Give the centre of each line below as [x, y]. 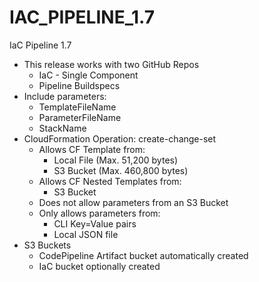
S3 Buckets [47, 245]
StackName [62, 128]
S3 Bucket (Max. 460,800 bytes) [121, 170]
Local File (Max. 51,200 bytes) [116, 160]
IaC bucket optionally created [99, 266]
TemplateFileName [77, 107]
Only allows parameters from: [99, 213]
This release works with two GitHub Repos [111, 64]
